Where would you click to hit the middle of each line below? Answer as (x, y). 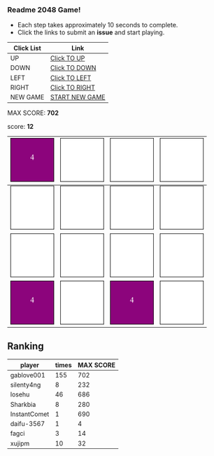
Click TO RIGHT (73, 87)
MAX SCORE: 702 (33, 113)
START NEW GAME (78, 97)
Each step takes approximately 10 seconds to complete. (98, 25)
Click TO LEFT (71, 78)
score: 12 (20, 126)
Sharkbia (23, 404)
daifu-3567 (28, 424)
